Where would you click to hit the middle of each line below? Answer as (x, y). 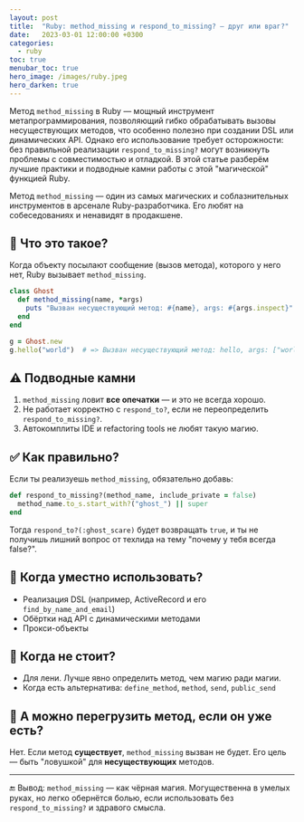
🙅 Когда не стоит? (62, 657)
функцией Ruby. (40, 178)
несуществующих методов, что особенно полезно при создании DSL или (152, 130)
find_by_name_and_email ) (69, 608)
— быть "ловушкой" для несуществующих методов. (112, 762)
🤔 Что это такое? (59, 244)
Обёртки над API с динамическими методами (111, 618)
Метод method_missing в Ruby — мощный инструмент (112, 110)
